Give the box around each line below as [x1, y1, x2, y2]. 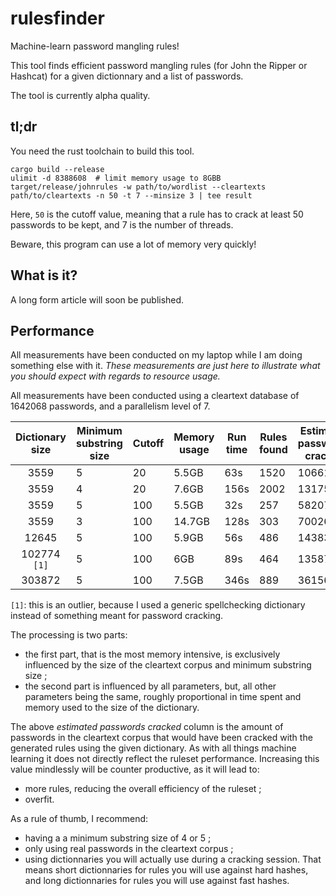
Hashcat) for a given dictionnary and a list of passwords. [10, 70, 244, 82]
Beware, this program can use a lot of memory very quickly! [10, 238, 257, 250]
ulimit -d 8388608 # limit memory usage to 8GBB [10, 173, 222, 183]
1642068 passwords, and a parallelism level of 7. [10, 400, 211, 412]
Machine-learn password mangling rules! [10, 40, 180, 52]
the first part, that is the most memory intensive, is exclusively [24, 648, 281, 661]
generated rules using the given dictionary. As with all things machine [10, 742, 297, 754]
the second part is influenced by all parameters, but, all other [24, 680, 277, 692]
